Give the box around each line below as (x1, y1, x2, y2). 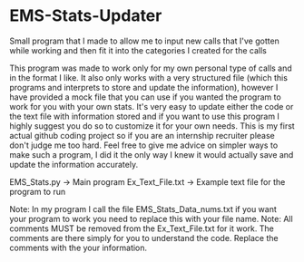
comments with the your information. (9, 242, 148, 253)
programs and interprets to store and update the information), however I (9, 82, 279, 92)
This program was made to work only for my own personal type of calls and (9, 63, 292, 73)
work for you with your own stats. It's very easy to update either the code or (9, 101, 294, 112)
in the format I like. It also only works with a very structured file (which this (9, 72, 289, 82)
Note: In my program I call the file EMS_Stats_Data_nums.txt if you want (9, 203, 277, 214)
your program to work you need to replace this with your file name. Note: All (9, 213, 293, 224)
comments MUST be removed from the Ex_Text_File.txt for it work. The (9, 223, 274, 234)
